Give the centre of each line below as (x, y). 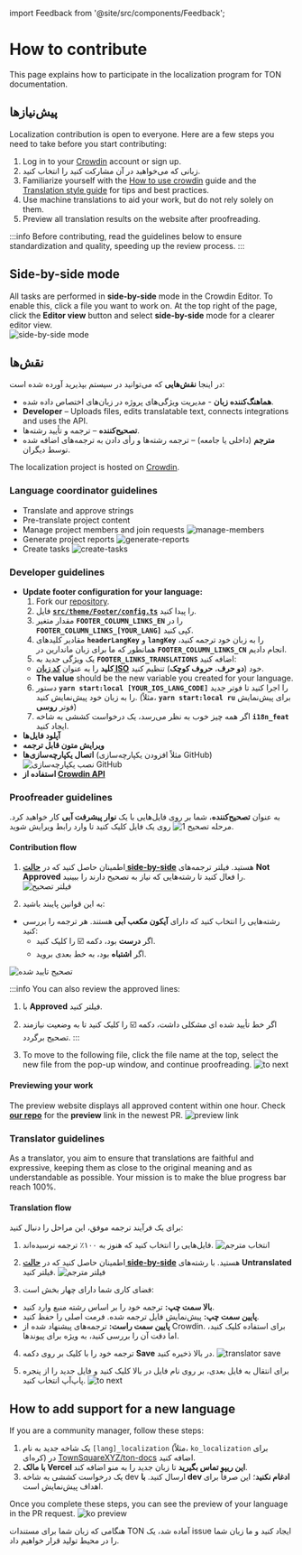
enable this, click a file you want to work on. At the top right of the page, (143, 305)
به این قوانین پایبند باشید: (64, 904)
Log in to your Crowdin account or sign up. (102, 161)
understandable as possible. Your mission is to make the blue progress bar (148, 1177)
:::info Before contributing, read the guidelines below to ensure (126, 236)
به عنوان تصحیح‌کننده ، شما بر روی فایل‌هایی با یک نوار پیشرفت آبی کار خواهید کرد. (145, 817)
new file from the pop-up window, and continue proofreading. (137, 1065)
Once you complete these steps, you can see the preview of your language (149, 1504)
